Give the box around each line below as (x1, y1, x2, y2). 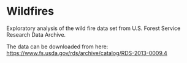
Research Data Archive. (6, 31, 66, 38)
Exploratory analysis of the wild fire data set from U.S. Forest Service (6, 24, 181, 32)
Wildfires (6, 4, 54, 18)
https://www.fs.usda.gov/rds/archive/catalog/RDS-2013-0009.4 (6, 49, 167, 56)
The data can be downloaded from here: (6, 43, 109, 50)
